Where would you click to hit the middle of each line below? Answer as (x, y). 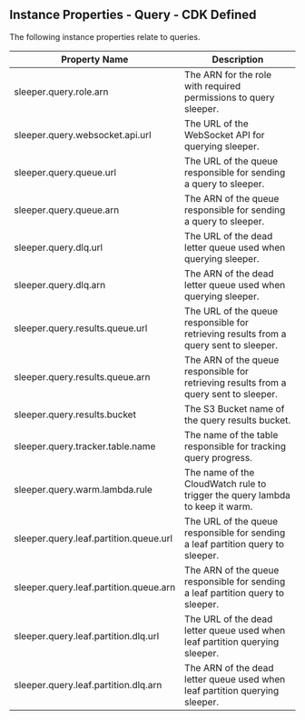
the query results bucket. (238, 420)
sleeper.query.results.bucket (75, 415)
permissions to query (230, 97)
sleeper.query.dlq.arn (60, 285)
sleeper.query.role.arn (61, 92)
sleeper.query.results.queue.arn (82, 376)
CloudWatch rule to (226, 484)
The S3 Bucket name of (235, 408)
